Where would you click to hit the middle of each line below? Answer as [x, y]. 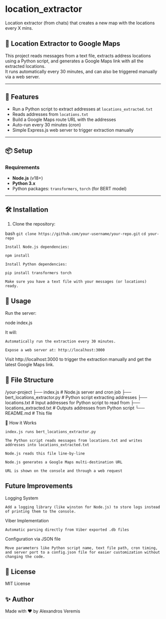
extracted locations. [25, 66]
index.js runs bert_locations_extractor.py [51, 432]
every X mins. [19, 28]
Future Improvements [39, 486]
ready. [12, 286]
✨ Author [20, 599]
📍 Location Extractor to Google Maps [63, 44]
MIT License [18, 584]
